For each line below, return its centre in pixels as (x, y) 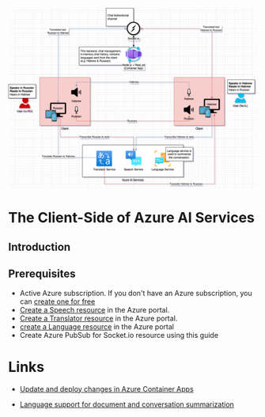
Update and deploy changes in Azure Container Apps (106, 389)
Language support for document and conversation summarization (127, 404)
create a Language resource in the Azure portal (97, 326)
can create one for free (57, 301)
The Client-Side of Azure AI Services (132, 218)
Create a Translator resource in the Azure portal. (98, 318)
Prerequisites (42, 274)
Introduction (40, 246)
